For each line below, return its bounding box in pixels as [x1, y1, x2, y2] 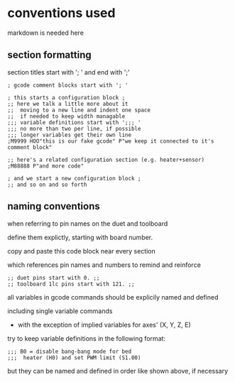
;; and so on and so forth [7, 181, 87, 188]
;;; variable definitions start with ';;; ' [7, 119, 141, 126]
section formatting [7, 49, 92, 61]
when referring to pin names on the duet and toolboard [7, 219, 168, 228]
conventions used [7, 5, 116, 21]
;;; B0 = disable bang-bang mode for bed [7, 348, 132, 355]
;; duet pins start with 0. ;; [7, 274, 100, 281]
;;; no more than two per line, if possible [7, 125, 141, 132]
